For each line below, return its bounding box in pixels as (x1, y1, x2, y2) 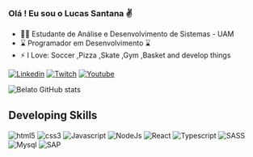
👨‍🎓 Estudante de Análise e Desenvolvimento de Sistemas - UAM (19, 29, 234, 39)
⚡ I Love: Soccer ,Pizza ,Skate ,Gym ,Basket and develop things (19, 50, 231, 60)
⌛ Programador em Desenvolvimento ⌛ (19, 38, 151, 48)
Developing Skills (8, 108, 98, 122)
